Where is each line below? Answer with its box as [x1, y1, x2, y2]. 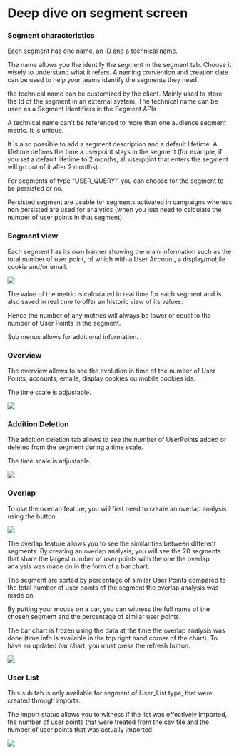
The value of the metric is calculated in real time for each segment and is [7, 289, 222, 298]
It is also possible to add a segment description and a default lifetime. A [7, 140, 218, 149]
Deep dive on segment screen [7, 5, 188, 21]
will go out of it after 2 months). [7, 163, 100, 171]
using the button [7, 512, 56, 521]
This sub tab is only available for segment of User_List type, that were [7, 688, 213, 697]
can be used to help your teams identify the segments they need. [7, 76, 199, 84]
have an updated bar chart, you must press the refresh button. [7, 641, 190, 650]
